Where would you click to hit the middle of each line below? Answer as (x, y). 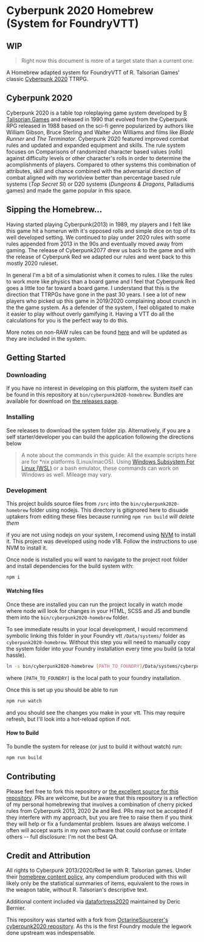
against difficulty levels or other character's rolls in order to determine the (99, 158)
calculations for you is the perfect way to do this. (67, 320)
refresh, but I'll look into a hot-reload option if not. (69, 719)
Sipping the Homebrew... (54, 210)
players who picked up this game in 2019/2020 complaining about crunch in (101, 301)
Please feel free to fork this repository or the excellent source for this (93, 791)
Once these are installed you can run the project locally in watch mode (95, 604)
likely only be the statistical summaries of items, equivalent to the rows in (98, 884)
